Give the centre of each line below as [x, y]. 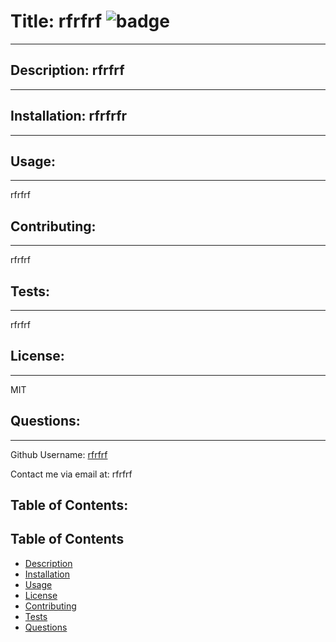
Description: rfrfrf [67, 70]
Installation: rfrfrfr [69, 116]
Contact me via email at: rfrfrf [71, 474]
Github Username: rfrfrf [59, 454]
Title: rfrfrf [56, 21]
